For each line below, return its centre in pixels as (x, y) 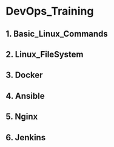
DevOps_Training (50, 11)
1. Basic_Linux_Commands (57, 34)
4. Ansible (25, 96)
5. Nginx (22, 117)
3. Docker (24, 75)
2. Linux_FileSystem (45, 54)
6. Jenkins (26, 138)
